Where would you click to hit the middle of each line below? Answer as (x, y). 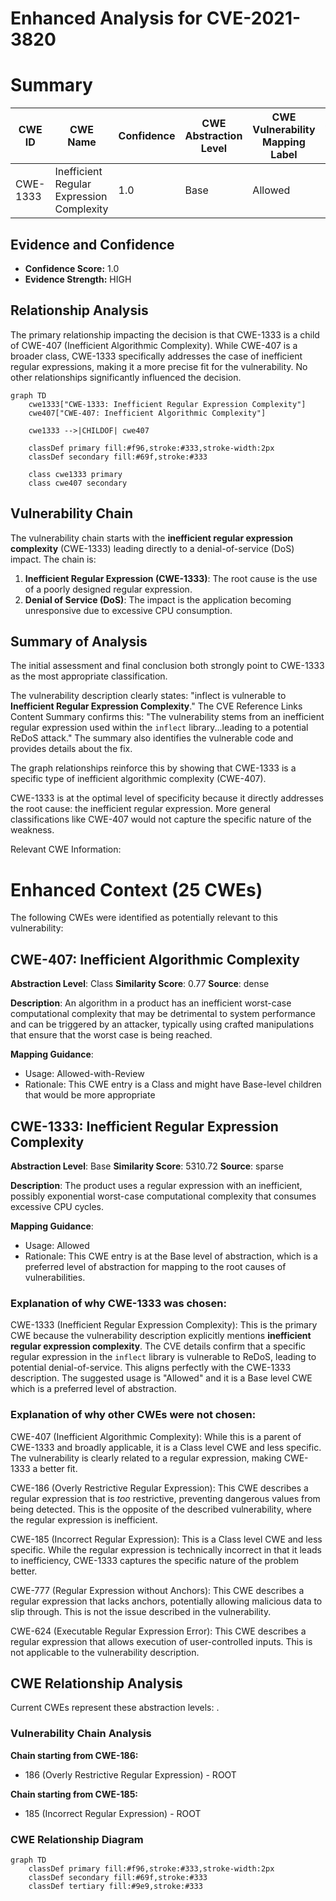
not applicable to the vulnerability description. (105, 1652)
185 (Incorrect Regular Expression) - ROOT (113, 1813)
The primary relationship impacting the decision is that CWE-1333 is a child (165, 334)
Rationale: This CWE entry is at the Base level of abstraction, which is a (171, 1256)
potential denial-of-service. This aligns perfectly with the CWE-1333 (151, 1368)
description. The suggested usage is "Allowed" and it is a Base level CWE (161, 1378)
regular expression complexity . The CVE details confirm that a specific (158, 1346)
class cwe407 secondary (78, 483)
